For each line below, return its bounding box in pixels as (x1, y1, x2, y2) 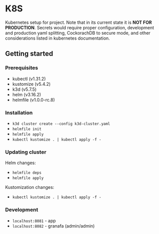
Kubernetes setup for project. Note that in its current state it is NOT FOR (5, 19, 152, 25)
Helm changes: (5, 160, 36, 166)
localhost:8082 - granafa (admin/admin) (12, 223, 95, 229)
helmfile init (12, 126, 42, 131)
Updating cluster (5, 148, 47, 155)
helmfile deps (12, 171, 42, 175)
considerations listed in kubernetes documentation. (5, 35, 110, 41)
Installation (5, 109, 33, 116)
